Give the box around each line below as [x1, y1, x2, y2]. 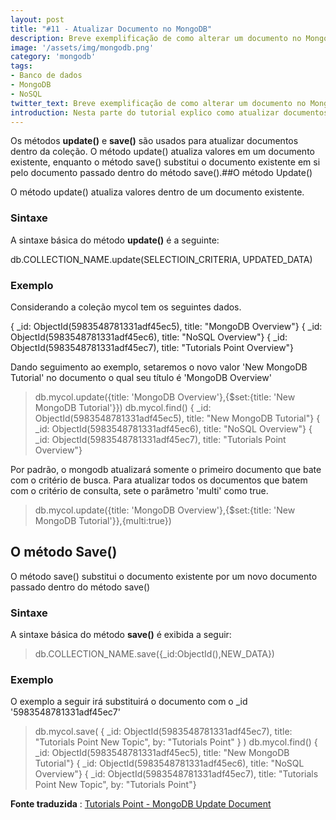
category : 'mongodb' [10, 52, 97, 62]
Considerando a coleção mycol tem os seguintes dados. [10, 301, 242, 313]
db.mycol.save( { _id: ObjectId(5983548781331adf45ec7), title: [34, 726, 293, 738]
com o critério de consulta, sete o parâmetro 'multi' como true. [10, 484, 269, 496]
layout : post [10, 14, 65, 25]
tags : [10, 61, 33, 71]
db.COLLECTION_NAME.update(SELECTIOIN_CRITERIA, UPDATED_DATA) [10, 253, 313, 265]
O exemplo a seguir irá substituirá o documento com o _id [10, 696, 248, 708]
